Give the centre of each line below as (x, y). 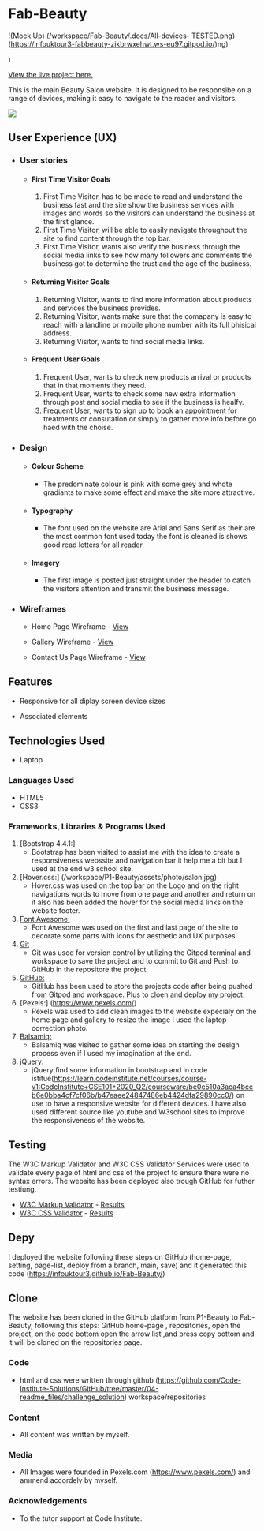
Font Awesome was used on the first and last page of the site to (135, 927)
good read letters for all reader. (93, 545)
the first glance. (69, 222)
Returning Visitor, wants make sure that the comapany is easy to (147, 316)
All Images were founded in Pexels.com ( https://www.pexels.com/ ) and (135, 1472)
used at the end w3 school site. (82, 868)
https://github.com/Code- (199, 1380)
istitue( (43, 1078)
